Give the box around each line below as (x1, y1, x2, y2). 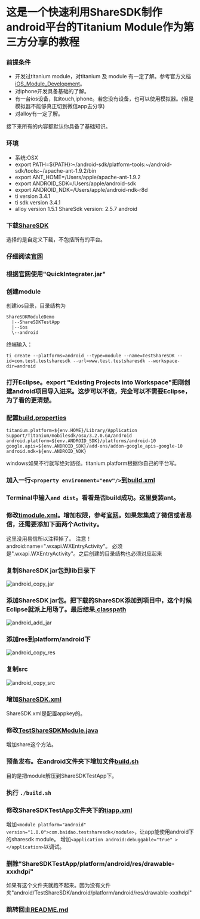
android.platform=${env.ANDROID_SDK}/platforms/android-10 (6, 438, 156, 444)
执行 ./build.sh (6, 788, 52, 797)
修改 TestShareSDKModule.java (6, 726, 99, 734)
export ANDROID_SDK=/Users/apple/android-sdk (14, 180, 136, 187)
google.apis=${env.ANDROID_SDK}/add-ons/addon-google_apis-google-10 (6, 443, 183, 449)
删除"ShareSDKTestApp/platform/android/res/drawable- (6, 859, 175, 868)
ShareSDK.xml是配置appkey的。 (6, 710, 86, 717)
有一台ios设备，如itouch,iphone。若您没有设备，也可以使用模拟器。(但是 (14, 95, 194, 102)
